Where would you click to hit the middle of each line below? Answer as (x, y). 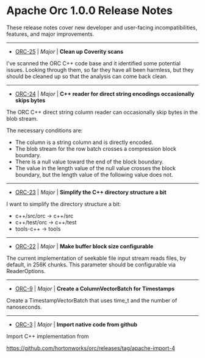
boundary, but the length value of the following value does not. (94, 174)
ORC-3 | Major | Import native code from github (76, 324)
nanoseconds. (24, 307)
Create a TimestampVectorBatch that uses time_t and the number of (92, 300)
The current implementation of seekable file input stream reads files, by (96, 258)
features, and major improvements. (50, 34)
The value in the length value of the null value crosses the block (95, 168)
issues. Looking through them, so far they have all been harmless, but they (100, 70)
